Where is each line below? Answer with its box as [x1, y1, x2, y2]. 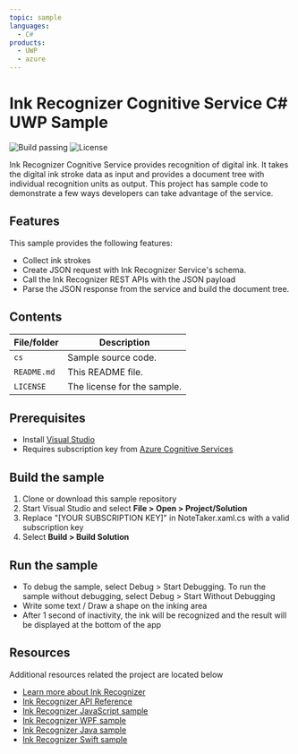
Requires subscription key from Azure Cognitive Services [21, 444, 234, 455]
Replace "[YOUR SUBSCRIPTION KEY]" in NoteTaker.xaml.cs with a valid [21, 512, 290, 524]
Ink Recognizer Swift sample [21, 733, 128, 744]
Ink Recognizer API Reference [21, 696, 132, 707]
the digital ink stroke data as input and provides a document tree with [9, 168, 265, 179]
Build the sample [9, 469, 105, 484]
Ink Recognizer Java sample [21, 724, 127, 735]
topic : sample [9, 13, 63, 22]
